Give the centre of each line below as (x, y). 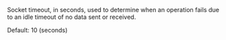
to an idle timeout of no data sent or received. (71, 17)
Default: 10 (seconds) (37, 30)
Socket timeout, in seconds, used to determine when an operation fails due (113, 10)
